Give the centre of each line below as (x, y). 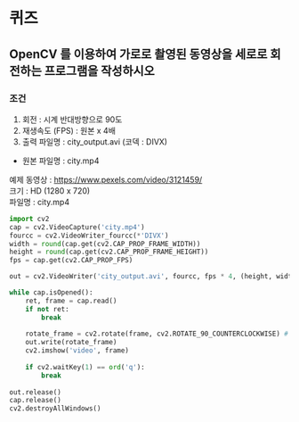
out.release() (36, 392)
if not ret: (47, 309)
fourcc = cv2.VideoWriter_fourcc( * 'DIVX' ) (89, 236)
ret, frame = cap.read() (71, 301)
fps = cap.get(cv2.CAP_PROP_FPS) (71, 261)
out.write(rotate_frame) (71, 343)
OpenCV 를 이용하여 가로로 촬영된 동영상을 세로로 (138, 54)
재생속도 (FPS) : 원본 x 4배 (69, 130)
